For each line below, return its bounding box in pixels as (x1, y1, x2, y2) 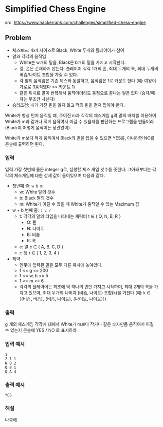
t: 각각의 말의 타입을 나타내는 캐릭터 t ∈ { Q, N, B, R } (19, 213, 121, 219)
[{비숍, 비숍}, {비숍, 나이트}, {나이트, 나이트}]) (19, 296, 106, 302)
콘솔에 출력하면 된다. (5, 141, 44, 147)
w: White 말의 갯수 (19, 189, 55, 195)
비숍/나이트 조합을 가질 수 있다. (19, 72, 78, 78)
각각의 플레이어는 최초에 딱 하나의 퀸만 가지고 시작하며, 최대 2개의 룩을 (19, 284, 153, 290)
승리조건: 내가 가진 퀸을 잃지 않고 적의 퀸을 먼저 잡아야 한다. (12, 102, 125, 108)
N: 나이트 (26, 226, 45, 232)
